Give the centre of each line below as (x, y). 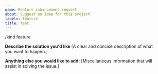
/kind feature (18, 37)
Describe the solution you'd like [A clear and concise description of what (79, 46)
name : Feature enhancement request (41, 9)
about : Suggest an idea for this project (48, 14)
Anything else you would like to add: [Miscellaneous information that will (79, 61)
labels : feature (21, 18)
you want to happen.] (26, 52)
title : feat (17, 23)
